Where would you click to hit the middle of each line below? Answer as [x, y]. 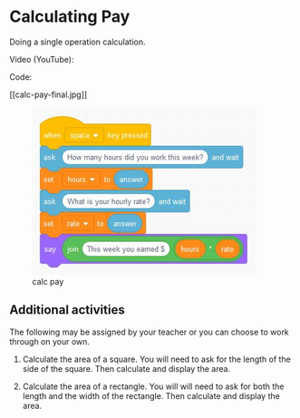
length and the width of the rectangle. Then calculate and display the [151, 395]
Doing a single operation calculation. [78, 42]
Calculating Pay [70, 17]
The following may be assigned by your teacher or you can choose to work [150, 332]
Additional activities [67, 310]
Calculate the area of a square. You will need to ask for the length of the [157, 359]
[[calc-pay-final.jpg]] [48, 94]
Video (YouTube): [42, 59]
